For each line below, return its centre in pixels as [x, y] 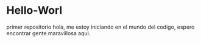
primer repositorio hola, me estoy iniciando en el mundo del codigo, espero [100, 27]
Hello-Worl [34, 10]
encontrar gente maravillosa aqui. [48, 33]
